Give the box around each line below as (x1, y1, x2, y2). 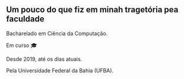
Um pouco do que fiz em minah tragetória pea (6, 5, 179, 15)
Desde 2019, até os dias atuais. (6, 55, 83, 62)
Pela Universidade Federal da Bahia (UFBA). (6, 67, 114, 74)
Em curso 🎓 (6, 42, 37, 49)
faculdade (6, 14, 45, 24)
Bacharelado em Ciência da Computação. (6, 30, 108, 37)
